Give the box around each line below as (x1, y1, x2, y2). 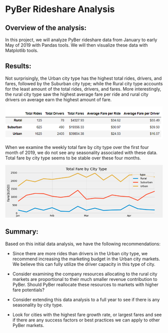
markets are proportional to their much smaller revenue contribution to (12, 276, 157, 282)
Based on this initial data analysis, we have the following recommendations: (5, 241, 161, 247)
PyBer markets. (12, 322, 44, 328)
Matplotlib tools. (5, 48, 38, 53)
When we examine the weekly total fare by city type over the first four (5, 144, 149, 150)
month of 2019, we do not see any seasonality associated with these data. (5, 149, 157, 156)
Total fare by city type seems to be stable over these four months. (5, 155, 141, 161)
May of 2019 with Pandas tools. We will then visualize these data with (5, 42, 148, 48)
